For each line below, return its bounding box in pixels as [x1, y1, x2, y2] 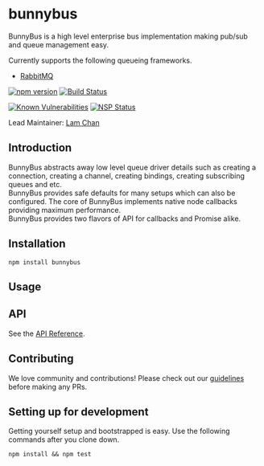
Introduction [8, 141, 72, 155]
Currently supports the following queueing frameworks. [8, 55, 192, 65]
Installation [8, 237, 66, 251]
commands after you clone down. [8, 435, 120, 444]
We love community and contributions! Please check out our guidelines [8, 373, 245, 382]
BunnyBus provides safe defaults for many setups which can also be [8, 188, 236, 198]
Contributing [8, 352, 74, 366]
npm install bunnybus [8, 258, 81, 266]
